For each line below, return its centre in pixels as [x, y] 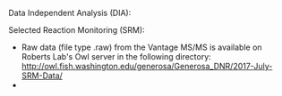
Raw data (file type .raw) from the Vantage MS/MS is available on [141, 47]
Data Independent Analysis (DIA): [70, 13]
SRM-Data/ [42, 76]
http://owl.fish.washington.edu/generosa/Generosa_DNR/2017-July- [147, 66]
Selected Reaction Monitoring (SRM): [77, 30]
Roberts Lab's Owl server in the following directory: [116, 56]
